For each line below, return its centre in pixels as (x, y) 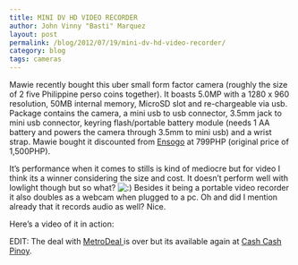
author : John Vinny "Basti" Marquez (77, 26)
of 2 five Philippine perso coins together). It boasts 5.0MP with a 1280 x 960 (149, 94)
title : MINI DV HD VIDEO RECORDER (74, 17)
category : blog (38, 51)
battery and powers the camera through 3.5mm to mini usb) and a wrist (140, 132)
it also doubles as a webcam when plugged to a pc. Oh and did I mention (144, 197)
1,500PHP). (30, 151)
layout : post (34, 34)
